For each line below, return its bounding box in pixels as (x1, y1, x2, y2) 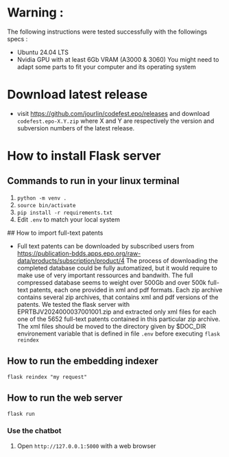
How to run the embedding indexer (7, 355, 159, 367)
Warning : (7, 5, 64, 21)
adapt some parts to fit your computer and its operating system (16, 62, 197, 71)
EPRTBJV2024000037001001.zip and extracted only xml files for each (16, 307, 217, 316)
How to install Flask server (7, 148, 161, 164)
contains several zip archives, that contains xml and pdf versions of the (16, 293, 219, 301)
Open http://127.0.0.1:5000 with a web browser (16, 441, 156, 450)
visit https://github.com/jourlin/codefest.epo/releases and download (16, 109, 210, 117)
